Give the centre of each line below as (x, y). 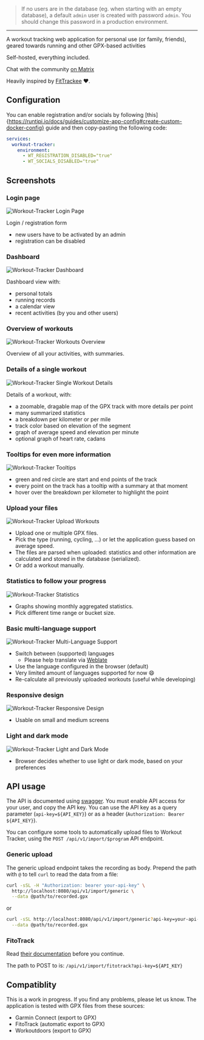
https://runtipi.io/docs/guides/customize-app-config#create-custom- (95, 121)
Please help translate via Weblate (66, 660)
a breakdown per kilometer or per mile (63, 419)
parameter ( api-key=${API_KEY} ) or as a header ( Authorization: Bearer (96, 814)
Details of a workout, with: (39, 394)
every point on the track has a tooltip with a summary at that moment (101, 486)
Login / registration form (37, 223)
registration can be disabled (50, 241)
